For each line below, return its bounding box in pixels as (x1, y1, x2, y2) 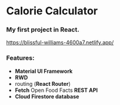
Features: (6, 54, 35, 62)
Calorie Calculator (6, 4, 99, 18)
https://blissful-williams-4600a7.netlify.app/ (6, 39, 114, 46)
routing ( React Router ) (14, 80, 71, 87)
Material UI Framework (14, 67, 73, 75)
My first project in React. (6, 26, 79, 34)
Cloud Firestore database (14, 92, 79, 100)
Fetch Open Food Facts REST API (14, 87, 98, 94)
